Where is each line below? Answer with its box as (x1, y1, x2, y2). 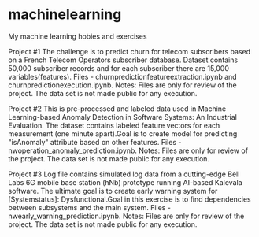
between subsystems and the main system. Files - (8, 202, 172, 212)
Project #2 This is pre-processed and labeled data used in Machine (8, 104, 227, 113)
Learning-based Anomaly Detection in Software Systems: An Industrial (8, 112, 238, 121)
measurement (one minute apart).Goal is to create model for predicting (8, 128, 238, 139)
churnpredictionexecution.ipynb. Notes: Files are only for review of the (8, 80, 238, 90)
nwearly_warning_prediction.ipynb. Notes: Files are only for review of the (8, 211, 245, 220)
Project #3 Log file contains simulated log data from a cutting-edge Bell (8, 169, 240, 179)
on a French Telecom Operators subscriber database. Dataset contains (8, 55, 239, 65)
